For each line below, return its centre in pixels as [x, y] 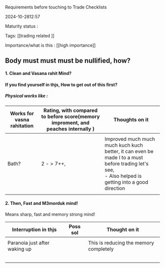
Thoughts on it [131, 119]
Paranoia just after [29, 242]
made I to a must [124, 157]
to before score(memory [70, 116]
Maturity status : [22, 26]
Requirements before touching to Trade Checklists [56, 7]
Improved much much [130, 139]
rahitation [22, 126]
